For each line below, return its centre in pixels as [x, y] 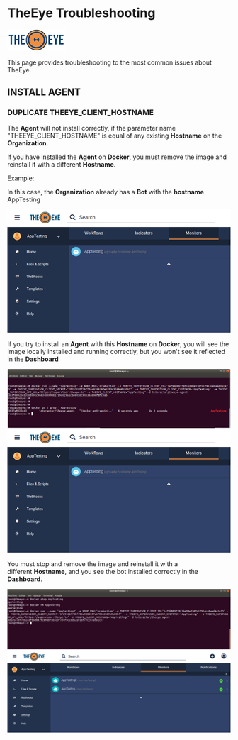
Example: [21, 178]
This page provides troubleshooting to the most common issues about [110, 62]
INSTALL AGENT [44, 93]
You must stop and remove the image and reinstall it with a [93, 564]
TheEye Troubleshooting [81, 13]
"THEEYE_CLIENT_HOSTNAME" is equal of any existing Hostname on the [115, 136]
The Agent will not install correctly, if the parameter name [91, 128]
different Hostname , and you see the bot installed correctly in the [103, 572]
